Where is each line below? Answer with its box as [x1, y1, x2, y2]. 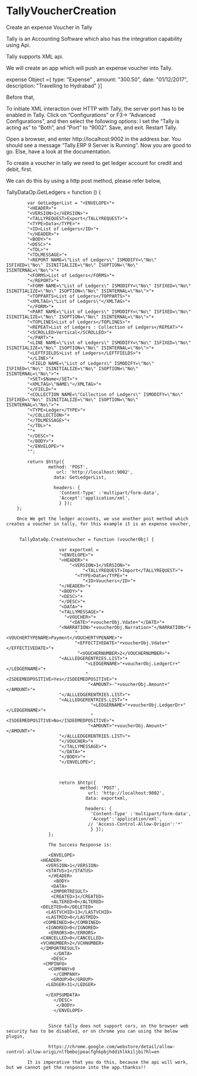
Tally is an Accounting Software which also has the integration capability [6, 35, 183, 42]
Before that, [6, 93, 35, 101]
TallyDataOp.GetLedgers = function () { [6, 188, 101, 196]
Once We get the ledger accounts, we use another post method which [17, 516, 189, 522]
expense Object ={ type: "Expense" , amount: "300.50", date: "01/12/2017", [6, 76, 188, 83]
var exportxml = [58, 547, 99, 552]
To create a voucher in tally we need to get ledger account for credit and [6, 159, 183, 166]
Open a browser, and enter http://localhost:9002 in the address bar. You [6, 135, 181, 143]
